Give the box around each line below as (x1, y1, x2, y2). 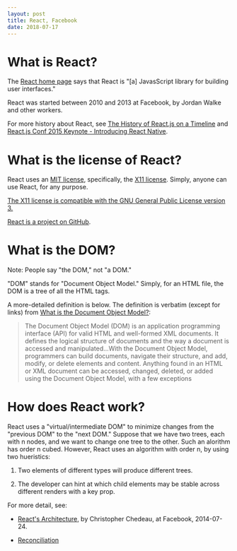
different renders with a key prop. (17, 487, 115, 496)
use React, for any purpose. (7, 183, 88, 191)
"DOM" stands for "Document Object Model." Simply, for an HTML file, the (7, 280, 224, 288)
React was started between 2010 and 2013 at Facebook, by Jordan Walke (7, 98, 221, 107)
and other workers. (7, 106, 63, 114)
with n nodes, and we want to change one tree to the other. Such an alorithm (7, 437, 231, 446)
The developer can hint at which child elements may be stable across (17, 480, 220, 488)
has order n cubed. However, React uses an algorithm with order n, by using (7, 445, 229, 454)
